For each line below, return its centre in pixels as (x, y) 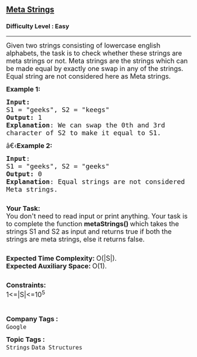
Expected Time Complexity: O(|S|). (62, 258)
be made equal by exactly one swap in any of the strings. (95, 68)
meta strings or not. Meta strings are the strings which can (97, 61)
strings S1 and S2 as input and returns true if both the (89, 231)
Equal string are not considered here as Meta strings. (89, 76)
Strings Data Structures (44, 347)
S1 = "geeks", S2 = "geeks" (58, 166)
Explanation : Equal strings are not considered (96, 181)
